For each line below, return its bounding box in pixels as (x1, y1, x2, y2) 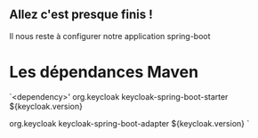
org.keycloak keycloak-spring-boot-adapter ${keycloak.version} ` (9, 118, 250, 128)
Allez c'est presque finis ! (9, 7, 153, 22)
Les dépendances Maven (9, 62, 198, 82)
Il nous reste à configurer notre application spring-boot (9, 30, 211, 41)
